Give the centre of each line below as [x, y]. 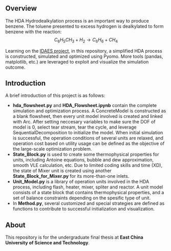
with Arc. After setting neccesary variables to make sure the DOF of [84, 122]
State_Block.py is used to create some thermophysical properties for [86, 154]
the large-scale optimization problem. [52, 149]
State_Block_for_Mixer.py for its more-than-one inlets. [71, 176]
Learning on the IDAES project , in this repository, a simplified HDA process [84, 51]
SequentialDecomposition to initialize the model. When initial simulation [88, 133]
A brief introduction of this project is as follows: [55, 96]
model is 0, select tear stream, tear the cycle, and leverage [74, 127]
